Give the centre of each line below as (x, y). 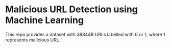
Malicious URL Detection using (71, 9)
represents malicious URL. (33, 40)
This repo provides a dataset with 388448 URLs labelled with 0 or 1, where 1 (85, 34)
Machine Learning (45, 20)
